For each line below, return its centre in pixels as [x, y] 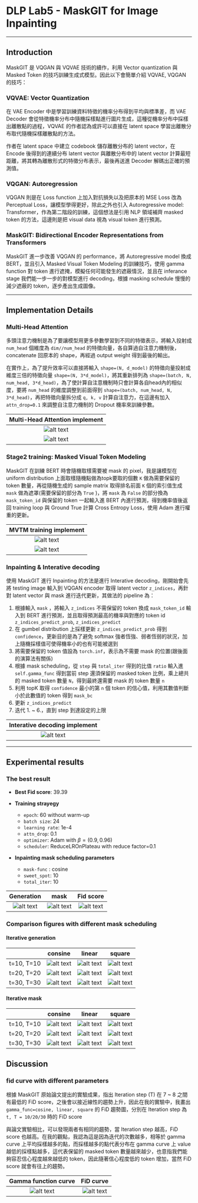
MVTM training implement [47, 529]
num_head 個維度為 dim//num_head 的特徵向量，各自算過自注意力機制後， [93, 348]
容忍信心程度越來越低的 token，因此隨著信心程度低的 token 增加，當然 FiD [101, 1159]
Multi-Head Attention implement [56, 420]
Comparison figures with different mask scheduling [82, 924]
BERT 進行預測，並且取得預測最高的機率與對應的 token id [96, 615]
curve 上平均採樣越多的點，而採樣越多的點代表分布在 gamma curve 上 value [99, 1144]
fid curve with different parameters [57, 1081]
